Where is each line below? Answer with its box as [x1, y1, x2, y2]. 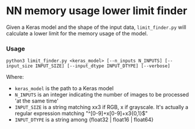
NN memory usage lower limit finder [6, 4, 187, 18]
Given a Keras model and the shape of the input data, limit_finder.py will [6, 24, 186, 31]
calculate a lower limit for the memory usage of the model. [6, 29, 148, 37]
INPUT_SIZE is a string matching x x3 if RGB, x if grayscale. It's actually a [14, 104, 188, 111]
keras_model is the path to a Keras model [14, 85, 114, 92]
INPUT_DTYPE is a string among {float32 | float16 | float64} [14, 116, 154, 123]
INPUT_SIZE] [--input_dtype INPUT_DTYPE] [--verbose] [35, 63, 170, 69]
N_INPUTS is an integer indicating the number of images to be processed [14, 91, 189, 98]
